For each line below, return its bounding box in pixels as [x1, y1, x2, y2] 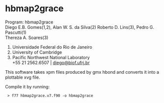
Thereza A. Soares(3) [5, 35, 49, 41]
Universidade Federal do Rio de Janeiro [12, 44, 92, 50]
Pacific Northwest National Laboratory [12, 54, 90, 60]
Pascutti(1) [5, 29, 27, 35]
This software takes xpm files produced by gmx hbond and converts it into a [5, 69, 160, 75]
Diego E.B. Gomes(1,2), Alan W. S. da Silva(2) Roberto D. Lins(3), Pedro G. [5, 24, 155, 30]
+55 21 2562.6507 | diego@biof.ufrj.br [12, 60, 90, 65]
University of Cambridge [12, 49, 62, 55]
